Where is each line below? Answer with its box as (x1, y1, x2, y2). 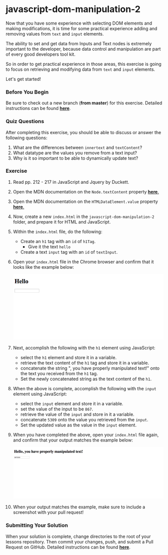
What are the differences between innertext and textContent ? (13, 144, 142, 150)
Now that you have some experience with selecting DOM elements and (6, 20, 152, 26)
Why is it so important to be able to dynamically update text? (13, 155, 138, 161)
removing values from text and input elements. (6, 31, 104, 37)
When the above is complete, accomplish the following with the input (13, 386, 157, 392)
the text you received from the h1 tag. (20, 371, 98, 377)
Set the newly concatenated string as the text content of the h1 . (20, 376, 152, 382)
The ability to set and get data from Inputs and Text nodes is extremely (6, 40, 152, 46)
